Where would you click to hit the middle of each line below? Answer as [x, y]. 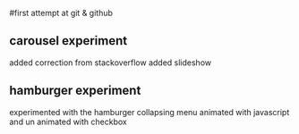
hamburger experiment [75, 91]
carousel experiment [68, 41]
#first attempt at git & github [61, 13]
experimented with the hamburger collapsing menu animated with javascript [149, 112]
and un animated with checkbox [68, 121]
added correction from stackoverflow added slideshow [111, 63]
